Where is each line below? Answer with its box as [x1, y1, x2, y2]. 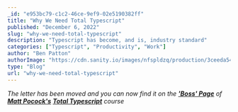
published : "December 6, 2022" [7, 23, 100, 30]
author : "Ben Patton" [7, 50, 72, 57]
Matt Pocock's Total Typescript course [7, 96, 125, 105]
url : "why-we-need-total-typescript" [7, 69, 119, 77]
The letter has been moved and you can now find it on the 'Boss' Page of [7, 89, 222, 98]
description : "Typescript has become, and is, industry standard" [7, 37, 208, 44]
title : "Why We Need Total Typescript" [7, 17, 125, 24]
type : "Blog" [7, 63, 46, 70]
